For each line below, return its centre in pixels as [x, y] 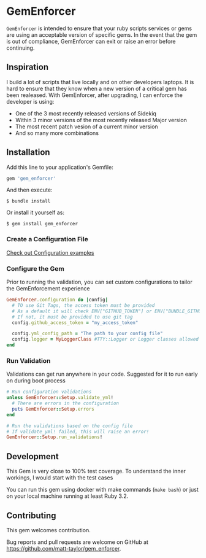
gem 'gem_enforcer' [31, 178]
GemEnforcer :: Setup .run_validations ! [55, 437]
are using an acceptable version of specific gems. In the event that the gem [102, 34]
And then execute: [29, 190]
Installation [28, 153]
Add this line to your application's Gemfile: [60, 167]
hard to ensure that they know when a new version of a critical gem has [97, 88]
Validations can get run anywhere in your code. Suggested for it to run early [102, 374]
